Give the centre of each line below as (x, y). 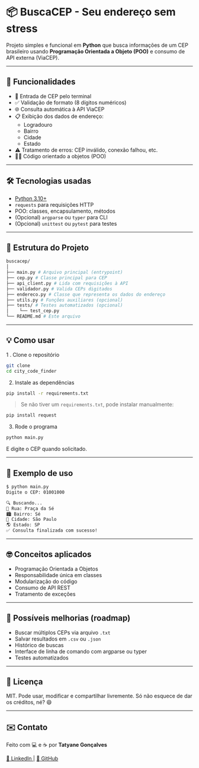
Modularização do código (46, 581)
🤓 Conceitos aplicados (49, 554)
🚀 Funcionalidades (41, 82)
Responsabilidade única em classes (58, 575)
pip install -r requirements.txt (47, 393)
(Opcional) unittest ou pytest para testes (66, 223)
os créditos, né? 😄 (29, 702)
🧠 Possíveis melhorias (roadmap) (68, 618)
